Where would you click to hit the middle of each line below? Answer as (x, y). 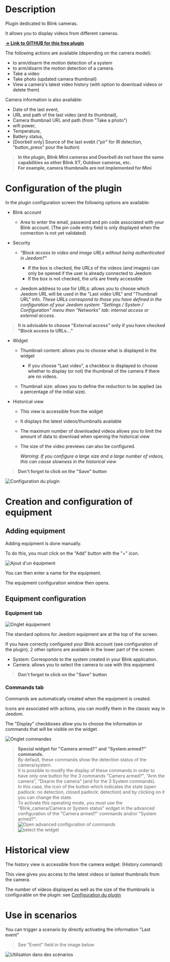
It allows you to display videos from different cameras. (62, 33)
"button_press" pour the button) (46, 147)
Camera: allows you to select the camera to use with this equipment (83, 664)
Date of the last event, (36, 109)
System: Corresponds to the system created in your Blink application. (85, 659)
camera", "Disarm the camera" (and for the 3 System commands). (87, 781)
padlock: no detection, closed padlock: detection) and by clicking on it (91, 792)
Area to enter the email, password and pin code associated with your (92, 222)
